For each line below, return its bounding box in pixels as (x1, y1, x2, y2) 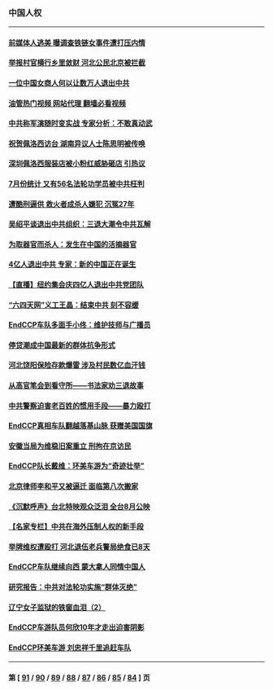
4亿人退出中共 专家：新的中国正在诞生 (8, 259, 136, 270)
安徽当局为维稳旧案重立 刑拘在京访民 (8, 441, 132, 450)
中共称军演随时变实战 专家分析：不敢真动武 (8, 118, 153, 128)
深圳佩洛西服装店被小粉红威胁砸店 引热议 (8, 159, 146, 169)
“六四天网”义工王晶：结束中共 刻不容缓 (8, 300, 140, 310)
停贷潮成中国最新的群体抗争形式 (8, 340, 115, 349)
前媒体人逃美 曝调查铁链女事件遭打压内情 (8, 37, 146, 47)
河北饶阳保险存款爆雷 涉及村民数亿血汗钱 (8, 360, 146, 370)
